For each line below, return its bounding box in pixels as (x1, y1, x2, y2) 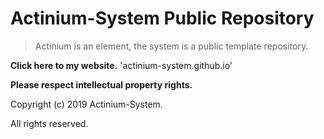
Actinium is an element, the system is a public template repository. (34, 40, 309, 52)
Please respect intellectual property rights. (10, 78, 193, 91)
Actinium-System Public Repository (10, 7, 315, 30)
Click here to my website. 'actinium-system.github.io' (10, 59, 233, 71)
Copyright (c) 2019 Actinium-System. (10, 98, 163, 110)
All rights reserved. (10, 117, 89, 129)
